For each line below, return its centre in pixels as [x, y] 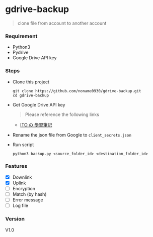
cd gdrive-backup [31, 95]
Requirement [21, 36]
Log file [20, 206]
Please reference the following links [62, 114]
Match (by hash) [29, 194]
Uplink [19, 183]
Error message [28, 200]
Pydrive [20, 52]
